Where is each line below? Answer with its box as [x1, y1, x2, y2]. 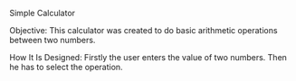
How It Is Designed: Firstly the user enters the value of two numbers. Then [9, 52, 288, 62]
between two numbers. [9, 35, 96, 45]
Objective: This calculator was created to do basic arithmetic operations [9, 25, 278, 35]
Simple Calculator [9, 8, 75, 18]
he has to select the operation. [9, 62, 124, 72]
